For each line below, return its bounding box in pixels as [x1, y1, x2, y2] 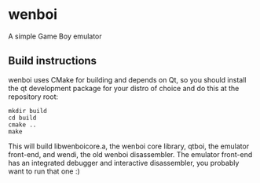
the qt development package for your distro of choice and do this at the [8, 83, 240, 93]
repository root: [8, 92, 59, 101]
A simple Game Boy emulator [8, 31, 102, 41]
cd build [8, 114, 37, 122]
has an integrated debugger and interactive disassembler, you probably [8, 158, 240, 167]
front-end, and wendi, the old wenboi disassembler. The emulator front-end [8, 149, 253, 159]
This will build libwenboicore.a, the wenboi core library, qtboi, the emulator [8, 141, 250, 151]
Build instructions [8, 54, 97, 68]
